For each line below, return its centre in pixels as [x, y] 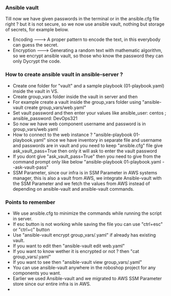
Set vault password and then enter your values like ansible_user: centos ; [89, 113]
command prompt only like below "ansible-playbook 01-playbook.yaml [87, 162]
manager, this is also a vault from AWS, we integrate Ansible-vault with [87, 178]
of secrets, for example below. [37, 30]
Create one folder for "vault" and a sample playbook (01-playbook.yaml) [89, 85]
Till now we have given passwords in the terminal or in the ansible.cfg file [82, 19]
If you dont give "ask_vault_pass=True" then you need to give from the [87, 156]
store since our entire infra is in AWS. [52, 284]
